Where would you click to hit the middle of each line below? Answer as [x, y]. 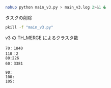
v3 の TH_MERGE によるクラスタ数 [42, 38]
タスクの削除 [19, 17]
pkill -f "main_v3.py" [29, 27]
